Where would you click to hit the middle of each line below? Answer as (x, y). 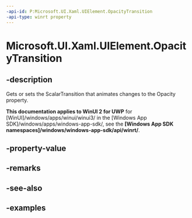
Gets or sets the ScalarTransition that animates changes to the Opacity (91, 94)
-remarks (23, 168)
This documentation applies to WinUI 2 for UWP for (69, 111)
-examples (26, 208)
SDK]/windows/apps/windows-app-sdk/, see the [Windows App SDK (90, 124)
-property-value (36, 148)
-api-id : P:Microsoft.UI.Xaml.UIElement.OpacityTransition (79, 11)
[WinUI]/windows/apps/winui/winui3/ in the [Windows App (76, 117)
